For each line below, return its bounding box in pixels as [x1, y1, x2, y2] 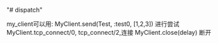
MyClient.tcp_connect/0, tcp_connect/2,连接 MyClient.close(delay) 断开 [6, 29, 212, 36]
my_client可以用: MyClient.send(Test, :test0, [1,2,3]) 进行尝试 [6, 20, 180, 28]
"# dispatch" [6, 6, 43, 14]
